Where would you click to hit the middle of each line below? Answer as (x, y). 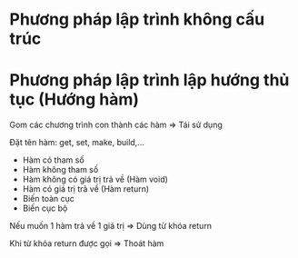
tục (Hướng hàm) (74, 99)
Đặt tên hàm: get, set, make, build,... (77, 143)
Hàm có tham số (53, 160)
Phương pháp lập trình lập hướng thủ (149, 80)
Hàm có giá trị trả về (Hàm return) (86, 189)
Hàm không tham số (60, 170)
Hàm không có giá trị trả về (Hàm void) (95, 179)
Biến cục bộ (45, 208)
